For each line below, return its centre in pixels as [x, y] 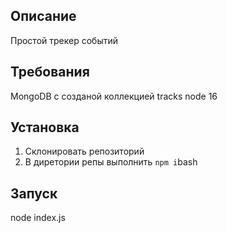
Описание [43, 16]
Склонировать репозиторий [84, 151]
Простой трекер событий [64, 40]
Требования [50, 72]
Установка [45, 127]
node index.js [38, 218]
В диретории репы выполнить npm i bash [111, 162]
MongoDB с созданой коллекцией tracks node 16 [114, 96]
